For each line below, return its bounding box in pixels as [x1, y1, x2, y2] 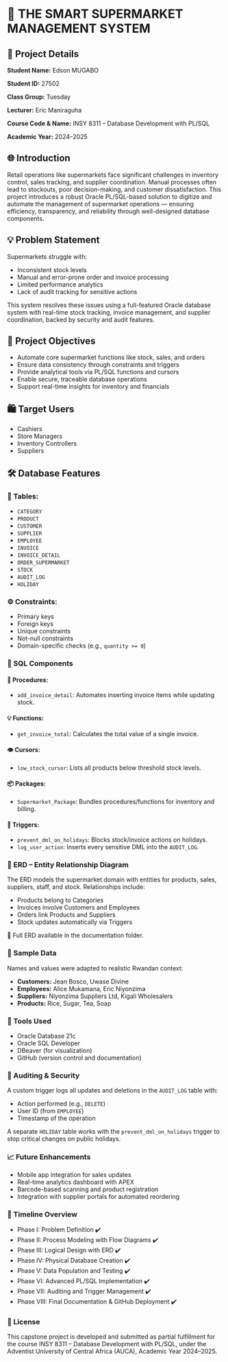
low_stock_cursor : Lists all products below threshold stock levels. [16, 764, 202, 772]
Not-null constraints [16, 634, 74, 643]
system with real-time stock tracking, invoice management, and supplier [7, 308, 211, 316]
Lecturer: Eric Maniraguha [7, 106, 82, 114]
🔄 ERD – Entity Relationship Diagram [7, 860, 129, 870]
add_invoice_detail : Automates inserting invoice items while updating [16, 691, 215, 699]
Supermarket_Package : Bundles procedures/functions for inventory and [16, 797, 215, 805]
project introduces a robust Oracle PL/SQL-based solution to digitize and [7, 192, 212, 201]
